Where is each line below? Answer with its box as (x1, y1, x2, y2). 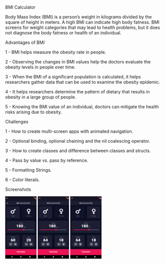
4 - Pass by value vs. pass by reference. (5, 157, 88, 163)
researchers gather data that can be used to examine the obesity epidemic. (5, 79, 160, 85)
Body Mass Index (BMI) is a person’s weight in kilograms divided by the (5, 14, 152, 19)
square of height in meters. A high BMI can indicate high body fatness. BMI (5, 19, 160, 25)
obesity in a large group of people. (5, 94, 76, 100)
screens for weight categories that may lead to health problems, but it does (5, 24, 160, 30)
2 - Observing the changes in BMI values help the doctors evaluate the (5, 59, 151, 64)
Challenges (5, 119, 28, 124)
